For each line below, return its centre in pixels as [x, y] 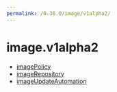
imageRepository [40, 73]
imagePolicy [34, 67]
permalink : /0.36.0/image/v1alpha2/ [58, 13]
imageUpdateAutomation [51, 81]
